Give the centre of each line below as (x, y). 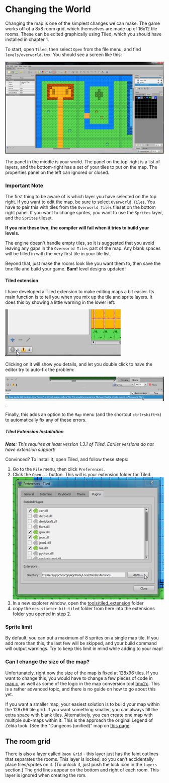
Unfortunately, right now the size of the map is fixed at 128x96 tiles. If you (82, 673)
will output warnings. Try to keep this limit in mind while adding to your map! (84, 649)
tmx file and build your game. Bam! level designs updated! (65, 269)
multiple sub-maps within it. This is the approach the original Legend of (79, 720)
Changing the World (48, 9)
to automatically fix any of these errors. (46, 420)
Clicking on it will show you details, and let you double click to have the (79, 364)
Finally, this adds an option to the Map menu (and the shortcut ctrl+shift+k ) (83, 414)
